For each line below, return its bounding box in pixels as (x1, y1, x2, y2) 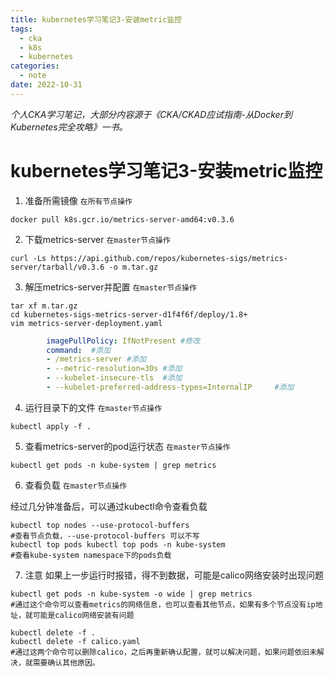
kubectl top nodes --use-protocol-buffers (10, 520, 190, 530)
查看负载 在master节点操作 (24, 479, 128, 491)
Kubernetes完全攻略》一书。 (10, 121, 128, 133)
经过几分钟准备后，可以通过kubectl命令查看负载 (10, 500, 208, 512)
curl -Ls (10, 253, 47, 263)
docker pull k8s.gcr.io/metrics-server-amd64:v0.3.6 (10, 214, 235, 225)
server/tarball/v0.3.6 (10, 262, 105, 272)
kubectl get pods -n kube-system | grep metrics (10, 460, 217, 470)
